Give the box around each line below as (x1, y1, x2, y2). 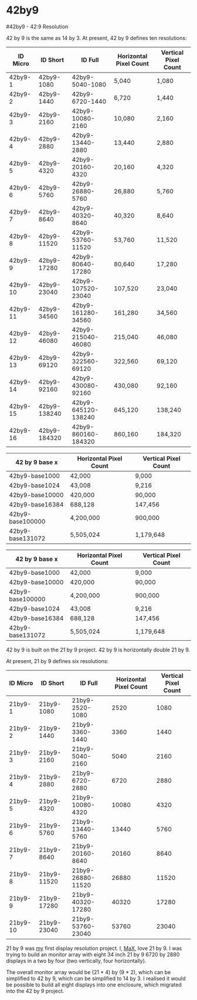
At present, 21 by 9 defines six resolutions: (6, 657, 109, 664)
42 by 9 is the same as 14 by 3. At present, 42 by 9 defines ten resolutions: (6, 34, 187, 41)
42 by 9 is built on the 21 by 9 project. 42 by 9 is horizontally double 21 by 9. (6, 646, 191, 653)
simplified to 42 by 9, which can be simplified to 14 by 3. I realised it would (6, 975, 186, 982)
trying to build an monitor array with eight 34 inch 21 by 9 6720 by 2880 (6, 951, 180, 958)
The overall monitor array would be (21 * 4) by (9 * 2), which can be (6, 968, 171, 975)
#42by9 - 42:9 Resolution (6, 23, 69, 30)
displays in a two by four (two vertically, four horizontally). (6, 957, 147, 964)
